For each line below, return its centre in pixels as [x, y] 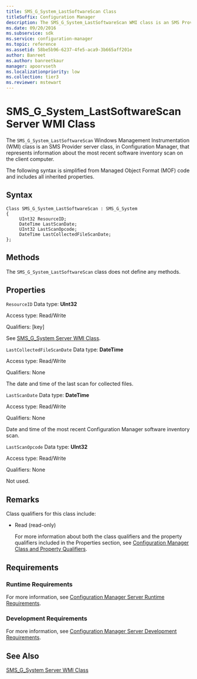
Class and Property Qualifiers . [51, 549]
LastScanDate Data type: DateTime [48, 395]
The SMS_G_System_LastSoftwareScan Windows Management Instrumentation [98, 140]
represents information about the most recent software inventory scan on [95, 153]
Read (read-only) [35, 525]
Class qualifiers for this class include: [51, 514]
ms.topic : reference [31, 45]
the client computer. [30, 159]
